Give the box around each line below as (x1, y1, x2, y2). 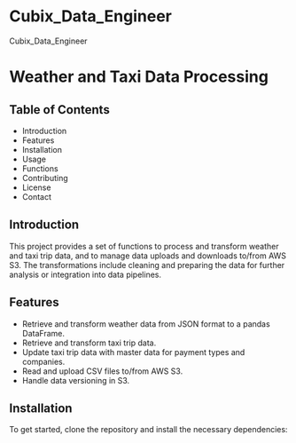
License (21, 182, 51, 193)
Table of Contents (9, 102, 111, 117)
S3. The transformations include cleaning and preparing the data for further (9, 259, 285, 270)
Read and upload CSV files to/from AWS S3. (21, 366, 183, 376)
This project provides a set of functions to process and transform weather (9, 241, 279, 251)
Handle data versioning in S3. (21, 375, 130, 385)
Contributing (21, 172, 68, 183)
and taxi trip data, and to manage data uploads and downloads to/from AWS (9, 250, 286, 261)
